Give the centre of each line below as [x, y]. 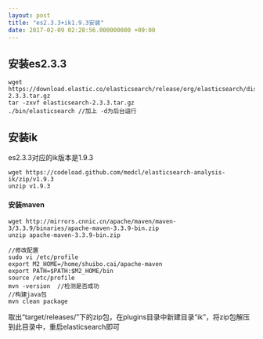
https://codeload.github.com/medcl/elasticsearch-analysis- [125, 173]
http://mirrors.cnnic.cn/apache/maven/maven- [101, 222]
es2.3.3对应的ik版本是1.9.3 [51, 157]
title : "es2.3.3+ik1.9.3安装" [56, 23]
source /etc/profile [42, 278]
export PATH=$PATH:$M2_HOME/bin [61, 272]
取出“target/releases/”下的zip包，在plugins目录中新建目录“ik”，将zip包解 [126, 317]
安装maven [26, 204]
